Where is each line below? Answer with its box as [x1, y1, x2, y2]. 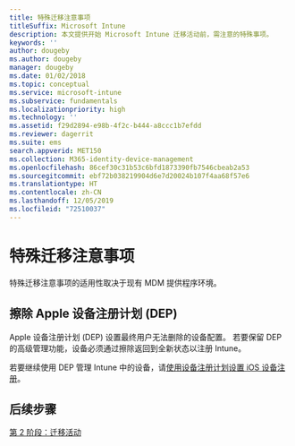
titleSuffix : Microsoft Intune [9, 21, 126, 30]
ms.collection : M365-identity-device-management [9, 154, 194, 164]
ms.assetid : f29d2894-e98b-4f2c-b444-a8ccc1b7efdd [9, 122, 202, 131]
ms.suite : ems [9, 138, 63, 147]
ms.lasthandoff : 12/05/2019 [9, 196, 114, 206]
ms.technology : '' [9, 113, 78, 122]
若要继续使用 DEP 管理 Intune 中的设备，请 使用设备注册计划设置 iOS [9, 362, 260, 373]
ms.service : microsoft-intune [9, 88, 122, 97]
